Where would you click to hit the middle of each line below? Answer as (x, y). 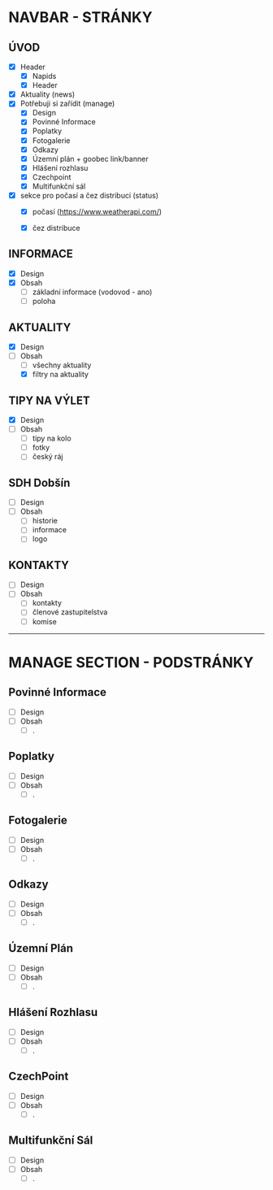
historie (45, 521)
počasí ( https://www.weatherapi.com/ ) (97, 211)
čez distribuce (56, 228)
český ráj (48, 457)
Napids (44, 76)
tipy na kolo (52, 438)
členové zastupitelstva (70, 612)
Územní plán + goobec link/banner (90, 159)
